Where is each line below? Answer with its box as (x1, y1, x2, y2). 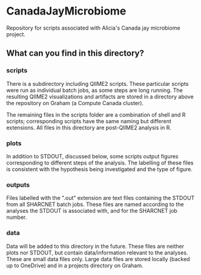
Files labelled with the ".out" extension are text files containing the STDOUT (6, 195, 195, 202)
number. (6, 213, 27, 221)
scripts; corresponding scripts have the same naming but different (6, 117, 171, 125)
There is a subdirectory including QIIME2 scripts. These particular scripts (6, 80, 189, 87)
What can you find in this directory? (6, 48, 144, 59)
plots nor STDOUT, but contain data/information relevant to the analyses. (6, 249, 188, 256)
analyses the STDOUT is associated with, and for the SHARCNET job (6, 207, 177, 215)
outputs (6, 180, 30, 189)
